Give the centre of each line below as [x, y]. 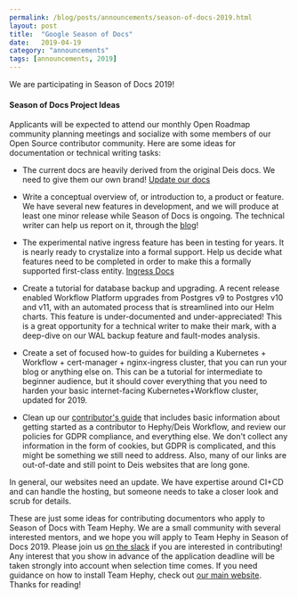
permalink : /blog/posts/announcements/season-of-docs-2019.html [131, 17]
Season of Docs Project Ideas [64, 104]
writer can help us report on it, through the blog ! [110, 226]
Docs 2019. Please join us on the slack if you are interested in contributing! [146, 547]
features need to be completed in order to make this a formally [137, 262]
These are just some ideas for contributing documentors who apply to [137, 519]
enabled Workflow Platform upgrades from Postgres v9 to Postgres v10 [153, 298]
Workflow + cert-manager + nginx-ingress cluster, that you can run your [154, 363]
